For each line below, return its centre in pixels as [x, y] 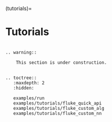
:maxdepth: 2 [29, 83]
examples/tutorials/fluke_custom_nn [57, 113]
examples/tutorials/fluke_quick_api [57, 103]
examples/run [29, 98]
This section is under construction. [62, 62]
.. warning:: [21, 52]
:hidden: [24, 88]
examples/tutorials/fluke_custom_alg [59, 108]
